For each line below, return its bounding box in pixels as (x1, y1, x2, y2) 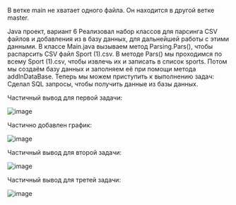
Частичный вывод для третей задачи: (7, 176, 122, 184)
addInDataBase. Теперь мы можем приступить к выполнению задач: (7, 72, 214, 81)
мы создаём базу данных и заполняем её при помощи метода (7, 65, 196, 73)
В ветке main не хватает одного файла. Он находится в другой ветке (7, 6, 215, 14)
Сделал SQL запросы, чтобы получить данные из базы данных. (7, 80, 199, 88)
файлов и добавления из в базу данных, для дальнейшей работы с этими (7, 35, 230, 43)
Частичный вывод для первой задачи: (7, 93, 123, 102)
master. (7, 13, 30, 22)
